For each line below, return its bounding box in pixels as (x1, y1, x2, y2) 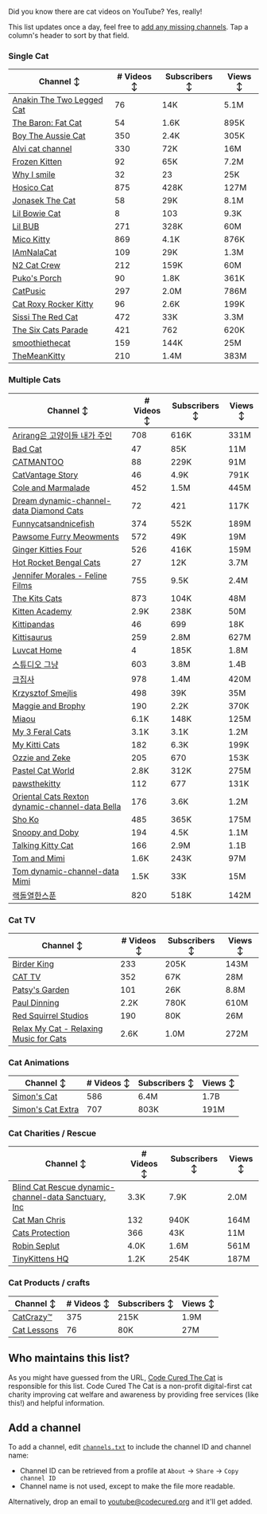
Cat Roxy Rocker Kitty (12, 299, 94, 310)
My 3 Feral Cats (12, 726, 72, 737)
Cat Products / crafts (8, 1277, 91, 1288)
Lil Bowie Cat (12, 208, 61, 219)
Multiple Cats (8, 375, 61, 386)
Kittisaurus (12, 631, 53, 642)
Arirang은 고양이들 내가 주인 (12, 429, 113, 441)
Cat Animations (8, 1057, 70, 1068)
